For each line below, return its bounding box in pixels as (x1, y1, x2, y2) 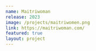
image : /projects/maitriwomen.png (5, 19, 91, 25)
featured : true (5, 30, 43, 36)
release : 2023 (5, 14, 41, 20)
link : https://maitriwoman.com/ (5, 25, 85, 31)
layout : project (5, 36, 45, 42)
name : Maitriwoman (5, 8, 51, 15)
